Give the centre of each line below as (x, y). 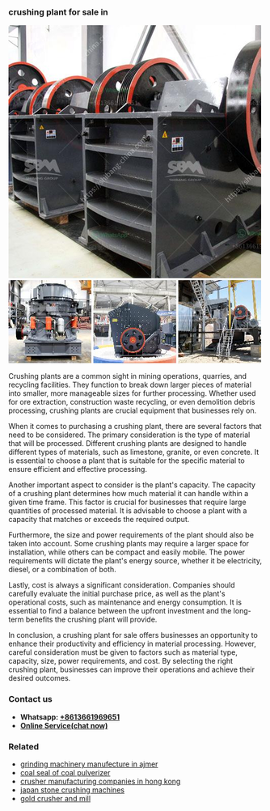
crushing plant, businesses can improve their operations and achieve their (131, 669)
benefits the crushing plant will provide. (91, 620)
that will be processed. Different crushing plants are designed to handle (127, 444)
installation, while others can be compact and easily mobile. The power (127, 552)
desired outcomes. (40, 678)
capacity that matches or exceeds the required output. (99, 520)
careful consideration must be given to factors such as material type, (123, 652)
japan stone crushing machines (72, 790)
